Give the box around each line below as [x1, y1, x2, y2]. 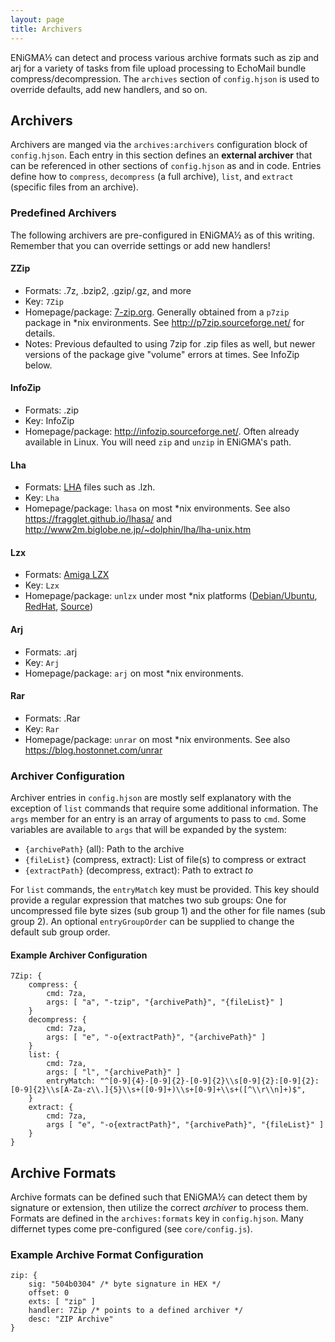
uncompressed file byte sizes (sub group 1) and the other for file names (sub [10, 905, 326, 917]
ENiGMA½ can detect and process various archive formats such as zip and [10, 51, 320, 63]
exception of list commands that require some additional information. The [10, 802, 319, 815]
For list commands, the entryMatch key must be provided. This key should [10, 884, 320, 896]
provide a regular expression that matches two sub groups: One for [10, 894, 287, 906]
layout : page [10, 14, 65, 25]
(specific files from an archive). [10, 181, 139, 193]
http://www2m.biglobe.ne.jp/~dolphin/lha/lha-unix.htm [24, 524, 252, 536]
